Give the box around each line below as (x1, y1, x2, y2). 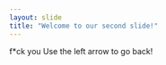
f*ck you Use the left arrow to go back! (9, 45, 153, 56)
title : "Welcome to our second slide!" (9, 21, 159, 30)
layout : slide (9, 12, 63, 22)
